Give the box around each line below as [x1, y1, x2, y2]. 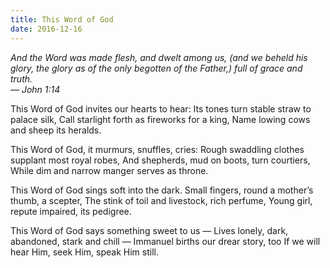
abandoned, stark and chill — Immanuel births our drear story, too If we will [10, 235, 321, 247]
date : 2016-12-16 [10, 24, 83, 34]
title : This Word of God [10, 14, 114, 25]
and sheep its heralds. [10, 124, 102, 136]
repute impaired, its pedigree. [10, 205, 132, 217]
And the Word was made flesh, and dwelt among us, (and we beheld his [10, 51, 308, 63]
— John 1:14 [10, 83, 61, 95]
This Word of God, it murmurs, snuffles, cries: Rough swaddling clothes [10, 143, 305, 155]
